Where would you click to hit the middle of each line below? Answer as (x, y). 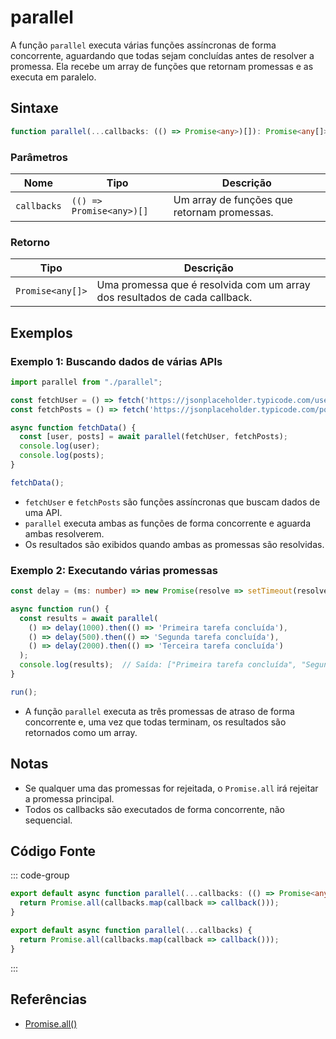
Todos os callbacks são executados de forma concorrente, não (155, 809)
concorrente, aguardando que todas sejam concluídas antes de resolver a (162, 55)
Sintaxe (34, 108)
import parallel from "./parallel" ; (86, 382)
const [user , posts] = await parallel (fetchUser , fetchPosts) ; (153, 437)
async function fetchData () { (73, 427)
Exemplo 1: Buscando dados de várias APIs (116, 361)
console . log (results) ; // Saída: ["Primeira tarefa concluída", (158, 665)
